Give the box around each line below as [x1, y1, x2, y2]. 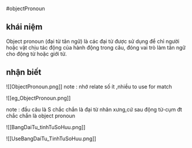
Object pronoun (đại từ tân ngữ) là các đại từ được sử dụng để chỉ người [6, 38, 180, 45]
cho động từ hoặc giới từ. [6, 50, 68, 57]
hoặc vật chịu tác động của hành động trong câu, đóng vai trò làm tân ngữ [6, 44, 186, 51]
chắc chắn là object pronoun [6, 112, 75, 119]
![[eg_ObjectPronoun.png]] [6, 94, 71, 101]
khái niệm [6, 22, 43, 32]
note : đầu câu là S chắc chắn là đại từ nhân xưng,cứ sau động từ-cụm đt [6, 106, 183, 113]
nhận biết [6, 67, 42, 77]
